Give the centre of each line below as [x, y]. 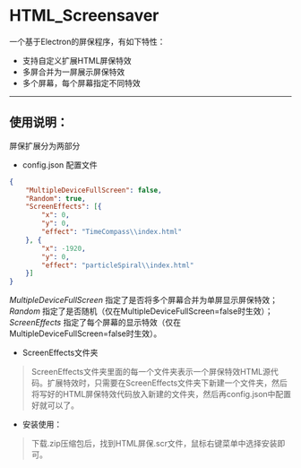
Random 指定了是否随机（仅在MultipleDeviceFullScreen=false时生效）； [141, 311]
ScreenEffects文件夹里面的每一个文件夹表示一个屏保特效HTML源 [151, 372]
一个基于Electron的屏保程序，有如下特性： [87, 41]
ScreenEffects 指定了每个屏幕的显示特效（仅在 [95, 323]
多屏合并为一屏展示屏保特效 [73, 72]
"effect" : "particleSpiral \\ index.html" [118, 265]
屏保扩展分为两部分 [45, 145]
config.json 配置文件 [60, 165]
